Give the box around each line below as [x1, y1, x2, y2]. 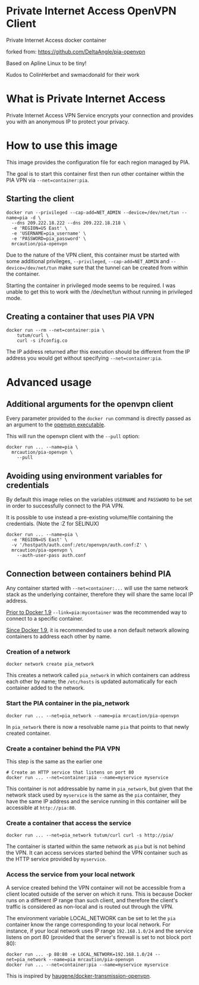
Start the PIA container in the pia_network [6, 699, 129, 707]
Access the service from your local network [6, 871, 135, 879]
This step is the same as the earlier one [6, 758, 103, 765]
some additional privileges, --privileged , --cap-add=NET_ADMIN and [6, 257, 170, 264]
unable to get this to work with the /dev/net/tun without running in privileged [6, 288, 193, 295]
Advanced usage [6, 375, 92, 389]
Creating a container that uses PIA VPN [6, 311, 154, 322]
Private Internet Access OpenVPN [6, 4, 177, 18]
